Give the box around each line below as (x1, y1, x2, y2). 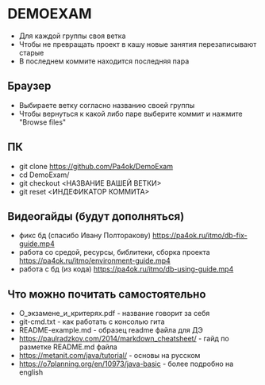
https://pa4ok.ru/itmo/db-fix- (152, 231, 248, 241)
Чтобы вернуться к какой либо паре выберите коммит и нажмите (18, 109, 243, 118)
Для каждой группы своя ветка (18, 31, 126, 40)
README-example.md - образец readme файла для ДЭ (18, 325, 203, 335)
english (18, 368, 44, 377)
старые (18, 48, 44, 57)
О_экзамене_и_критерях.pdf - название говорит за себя (18, 309, 210, 318)
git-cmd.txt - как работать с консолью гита (18, 317, 165, 326)
